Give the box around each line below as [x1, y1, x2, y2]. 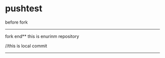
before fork [5, 19, 28, 25]
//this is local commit [5, 43, 48, 49]
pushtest [5, 3, 43, 14]
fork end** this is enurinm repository [5, 33, 80, 39]
